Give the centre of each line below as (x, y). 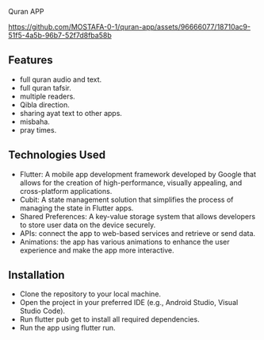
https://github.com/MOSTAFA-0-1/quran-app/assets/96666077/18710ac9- (130, 27)
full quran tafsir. (45, 87)
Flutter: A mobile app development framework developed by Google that (138, 174)
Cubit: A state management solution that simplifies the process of (126, 199)
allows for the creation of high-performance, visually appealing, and (131, 183)
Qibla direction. (44, 104)
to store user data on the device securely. (88, 225)
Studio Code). (42, 311)
